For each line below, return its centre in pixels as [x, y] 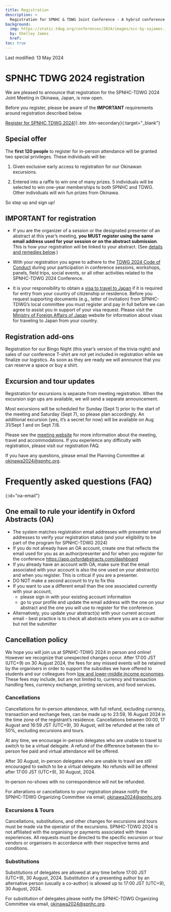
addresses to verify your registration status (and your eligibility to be [84, 537]
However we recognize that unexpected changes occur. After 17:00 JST [81, 657]
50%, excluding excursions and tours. [45, 730]
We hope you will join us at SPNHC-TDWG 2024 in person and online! [78, 652]
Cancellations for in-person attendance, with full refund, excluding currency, [85, 709]
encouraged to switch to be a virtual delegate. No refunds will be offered [81, 766]
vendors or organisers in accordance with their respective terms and [77, 843]
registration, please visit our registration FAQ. [53, 446]
